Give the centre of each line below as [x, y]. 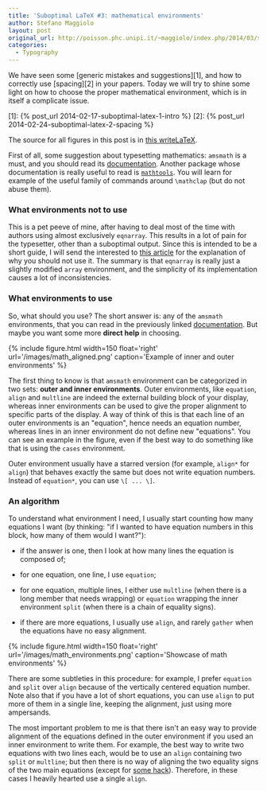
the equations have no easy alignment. [83, 630]
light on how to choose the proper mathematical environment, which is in [128, 92]
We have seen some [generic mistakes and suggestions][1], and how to [125, 75]
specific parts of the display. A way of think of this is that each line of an [126, 414]
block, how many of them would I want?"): [77, 535]
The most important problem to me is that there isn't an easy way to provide [132, 727]
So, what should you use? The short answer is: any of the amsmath [116, 316]
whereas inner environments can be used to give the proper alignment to [128, 406]
